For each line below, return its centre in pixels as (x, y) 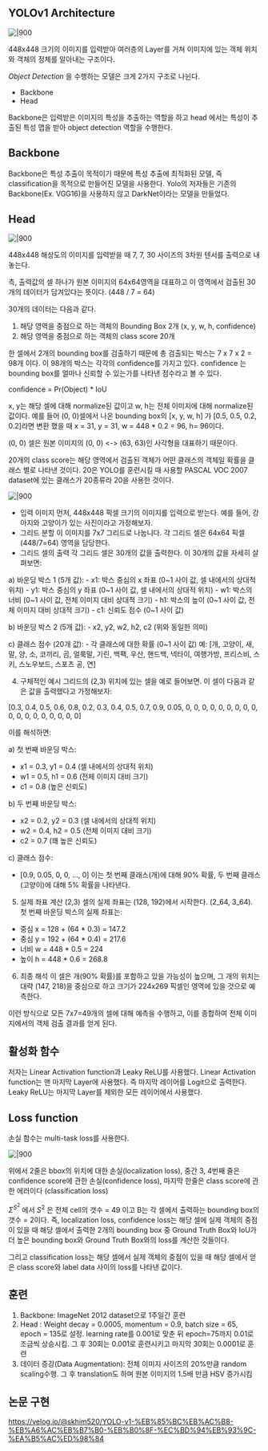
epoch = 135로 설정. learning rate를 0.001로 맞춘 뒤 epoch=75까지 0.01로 (137, 1334)
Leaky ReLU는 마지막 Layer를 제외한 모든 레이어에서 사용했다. (105, 1092)
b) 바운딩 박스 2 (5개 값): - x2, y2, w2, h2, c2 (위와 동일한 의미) (108, 627)
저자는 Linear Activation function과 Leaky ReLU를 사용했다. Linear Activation (132, 1072)
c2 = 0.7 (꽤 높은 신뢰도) (58, 841)
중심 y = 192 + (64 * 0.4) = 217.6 (73, 939)
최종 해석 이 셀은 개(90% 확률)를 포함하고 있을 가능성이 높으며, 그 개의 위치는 (140, 976)
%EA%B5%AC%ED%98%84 (56, 1439)
